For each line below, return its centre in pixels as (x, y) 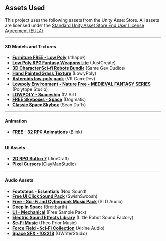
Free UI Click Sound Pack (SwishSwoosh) (55, 196)
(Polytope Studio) (30, 89)
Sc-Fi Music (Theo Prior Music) (44, 223)
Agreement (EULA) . (25, 30)
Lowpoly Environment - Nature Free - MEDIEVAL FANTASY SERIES (81, 84)
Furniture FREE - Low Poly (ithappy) (49, 58)
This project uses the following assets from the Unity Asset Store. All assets (82, 20)
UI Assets (15, 147)
